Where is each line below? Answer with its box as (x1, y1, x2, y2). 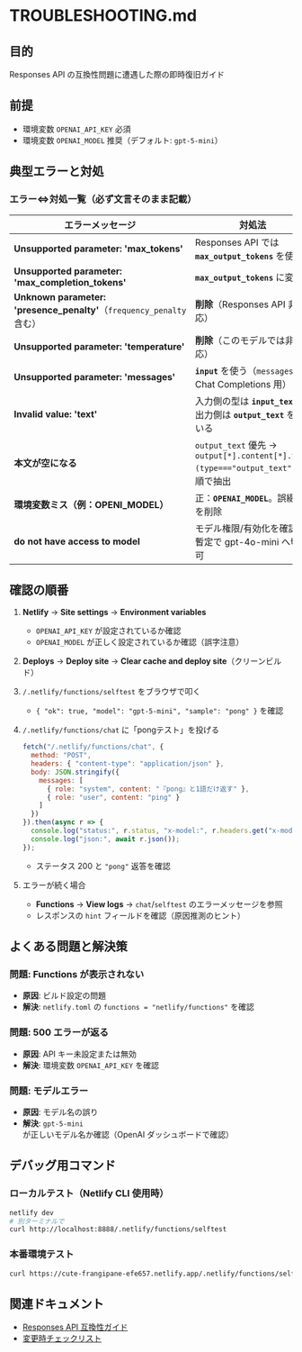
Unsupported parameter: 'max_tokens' (13, 242, 184, 255)
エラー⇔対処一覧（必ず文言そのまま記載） (9, 193, 197, 205)
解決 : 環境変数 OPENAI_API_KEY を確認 (22, 1059, 159, 1070)
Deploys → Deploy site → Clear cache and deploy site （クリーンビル (22, 656, 282, 667)
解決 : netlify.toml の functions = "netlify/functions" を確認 (22, 1002, 254, 1012)
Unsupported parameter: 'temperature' (13, 340, 185, 352)
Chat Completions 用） (194, 377, 292, 390)
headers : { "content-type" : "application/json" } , (31, 759, 225, 768)
